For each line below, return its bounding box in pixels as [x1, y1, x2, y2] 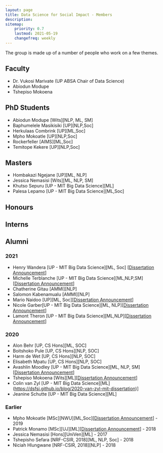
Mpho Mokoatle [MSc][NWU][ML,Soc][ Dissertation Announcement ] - [12, 415, 158, 422]
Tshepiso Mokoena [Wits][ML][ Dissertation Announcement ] [12, 375, 138, 381]
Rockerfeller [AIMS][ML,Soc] [12, 138, 73, 145]
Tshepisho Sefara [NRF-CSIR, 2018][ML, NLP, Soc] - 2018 [12, 437, 134, 443]
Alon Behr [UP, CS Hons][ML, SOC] [12, 342, 87, 348]
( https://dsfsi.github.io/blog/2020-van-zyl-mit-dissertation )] [12, 385, 139, 392]
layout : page [5, 7, 33, 13]
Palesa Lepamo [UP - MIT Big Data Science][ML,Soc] [12, 188, 124, 195]
